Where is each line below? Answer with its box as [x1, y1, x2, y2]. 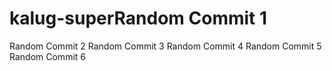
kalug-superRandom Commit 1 [9, 7, 268, 30]
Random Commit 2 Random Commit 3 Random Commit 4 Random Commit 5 [9, 40, 322, 52]
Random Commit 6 [9, 50, 86, 62]
